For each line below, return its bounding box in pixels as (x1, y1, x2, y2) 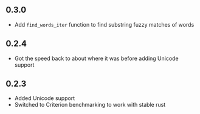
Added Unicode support (14, 95, 75, 102)
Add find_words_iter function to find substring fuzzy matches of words (14, 21, 195, 28)
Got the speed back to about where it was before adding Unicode (14, 55, 179, 62)
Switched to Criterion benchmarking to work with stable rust (14, 101, 166, 109)
